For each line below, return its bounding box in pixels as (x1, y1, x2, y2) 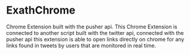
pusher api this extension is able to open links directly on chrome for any (6, 35, 185, 43)
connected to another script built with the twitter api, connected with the (6, 29, 184, 36)
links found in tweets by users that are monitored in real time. (6, 42, 157, 49)
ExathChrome (6, 4, 76, 17)
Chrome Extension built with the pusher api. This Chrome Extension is (6, 23, 177, 30)
